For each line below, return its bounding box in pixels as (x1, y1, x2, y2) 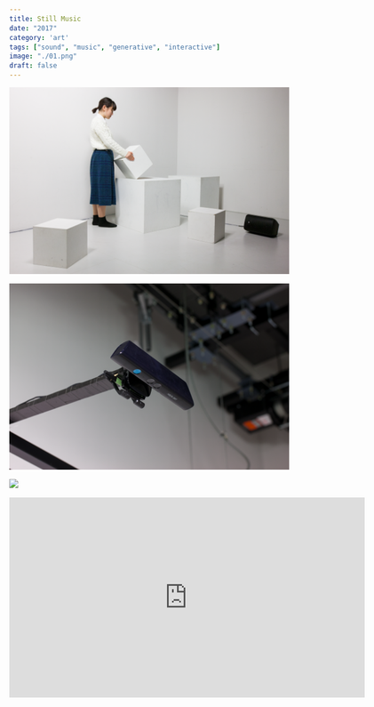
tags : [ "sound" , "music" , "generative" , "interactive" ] (9, 43, 220, 52)
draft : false (9, 61, 58, 70)
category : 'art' (9, 33, 69, 42)
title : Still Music (9, 14, 82, 23)
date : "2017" (9, 23, 58, 33)
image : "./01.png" (9, 52, 77, 61)
